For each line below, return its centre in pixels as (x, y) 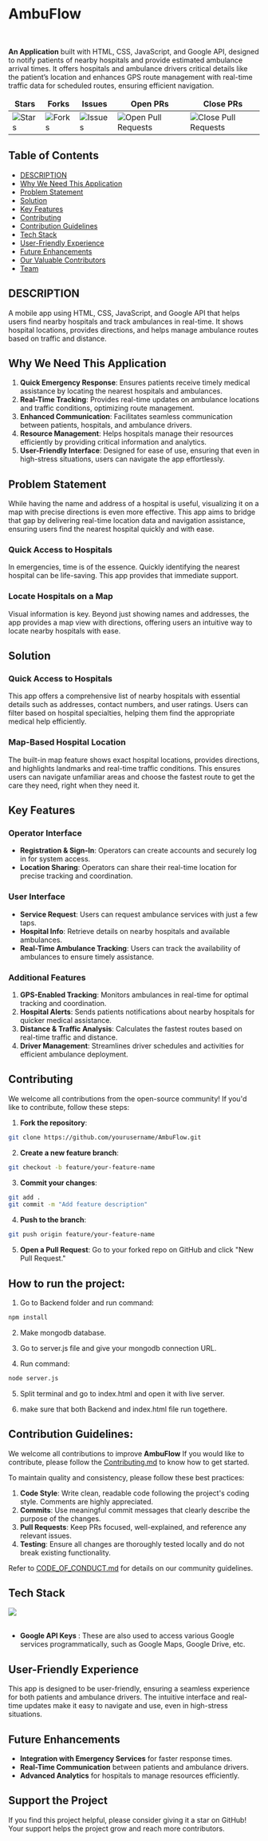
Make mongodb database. (63, 1332)
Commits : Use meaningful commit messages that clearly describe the (135, 1510)
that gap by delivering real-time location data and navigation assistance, (127, 521)
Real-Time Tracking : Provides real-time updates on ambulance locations (140, 400)
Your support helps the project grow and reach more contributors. (116, 1828)
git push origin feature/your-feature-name (82, 1235)
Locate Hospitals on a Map (61, 597)
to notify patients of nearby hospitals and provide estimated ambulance (126, 60)
